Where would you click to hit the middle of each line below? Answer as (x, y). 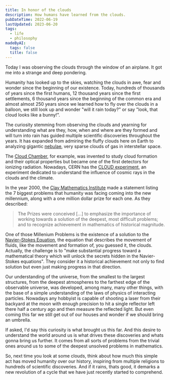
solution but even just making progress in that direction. (63, 267)
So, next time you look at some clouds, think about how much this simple (81, 356)
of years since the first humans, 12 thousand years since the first (73, 93)
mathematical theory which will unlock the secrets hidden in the (72, 256)
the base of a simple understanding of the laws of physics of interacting (80, 293)
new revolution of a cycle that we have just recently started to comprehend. (84, 372)
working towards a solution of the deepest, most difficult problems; (88, 219)
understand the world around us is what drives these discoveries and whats (84, 335)
